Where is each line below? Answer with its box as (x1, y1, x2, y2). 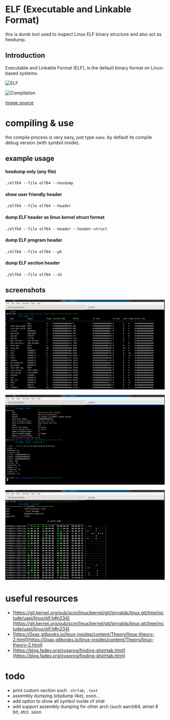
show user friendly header (5, 191, 62, 197)
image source (5, 99, 34, 106)
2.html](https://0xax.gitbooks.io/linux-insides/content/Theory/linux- (12, 636, 154, 642)
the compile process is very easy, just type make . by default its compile (5, 134, 152, 140)
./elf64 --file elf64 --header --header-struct (5, 226, 108, 231)
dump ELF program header (5, 237, 62, 243)
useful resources (5, 593, 78, 604)
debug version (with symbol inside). (5, 140, 80, 146)
